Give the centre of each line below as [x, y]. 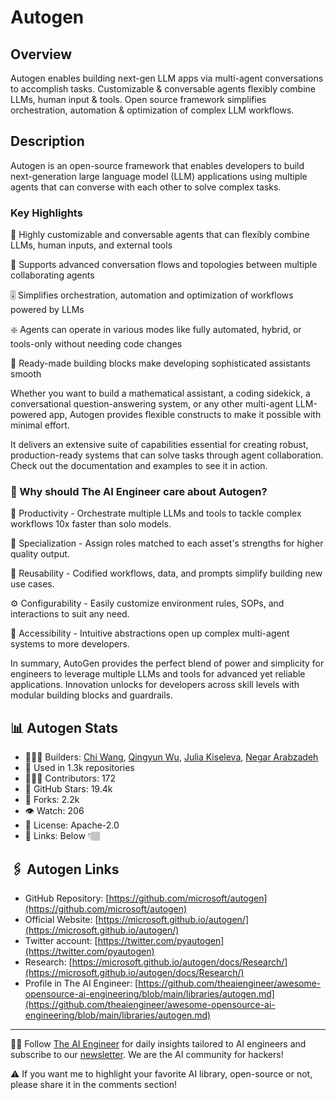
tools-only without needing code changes [96, 344]
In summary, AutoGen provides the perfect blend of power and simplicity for [167, 663]
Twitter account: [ [61, 941]
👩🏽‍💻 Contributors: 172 [70, 778]
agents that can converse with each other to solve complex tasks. [146, 187]
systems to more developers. [70, 644]
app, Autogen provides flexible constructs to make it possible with [185, 415]
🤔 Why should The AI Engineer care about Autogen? [139, 492]
